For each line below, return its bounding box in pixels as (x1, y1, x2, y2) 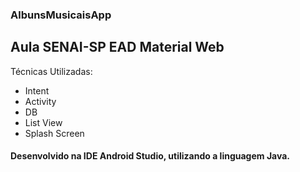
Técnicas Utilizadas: (10, 65, 93, 77)
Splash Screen (24, 127, 85, 139)
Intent (24, 84, 50, 97)
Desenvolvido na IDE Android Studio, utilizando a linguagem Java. (10, 150, 291, 162)
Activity (24, 95, 57, 107)
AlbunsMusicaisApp (10, 8, 112, 22)
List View (24, 116, 63, 128)
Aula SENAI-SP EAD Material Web (10, 39, 225, 56)
